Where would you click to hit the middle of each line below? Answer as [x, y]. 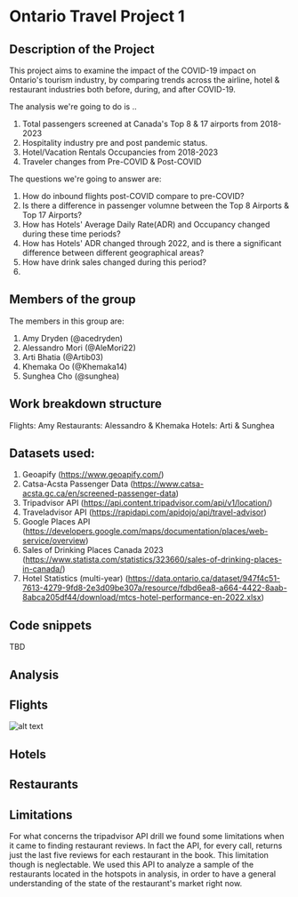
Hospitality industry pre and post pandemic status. [115, 143]
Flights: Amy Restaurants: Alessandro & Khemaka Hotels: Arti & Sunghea [142, 425]
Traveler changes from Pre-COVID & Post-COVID [112, 161]
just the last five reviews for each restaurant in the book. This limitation [139, 855]
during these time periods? [72, 234]
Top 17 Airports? [52, 215]
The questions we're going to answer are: [85, 179]
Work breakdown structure [86, 404]
